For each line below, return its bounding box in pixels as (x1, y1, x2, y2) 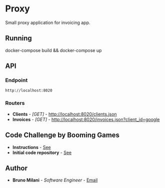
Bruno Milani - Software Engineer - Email (12, 177, 98, 183)
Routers (5, 99, 25, 106)
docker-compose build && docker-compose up (5, 47, 102, 53)
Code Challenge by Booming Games (5, 131, 120, 139)
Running (5, 34, 32, 42)
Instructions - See (12, 144, 51, 150)
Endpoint (5, 77, 28, 84)
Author (5, 163, 27, 172)
